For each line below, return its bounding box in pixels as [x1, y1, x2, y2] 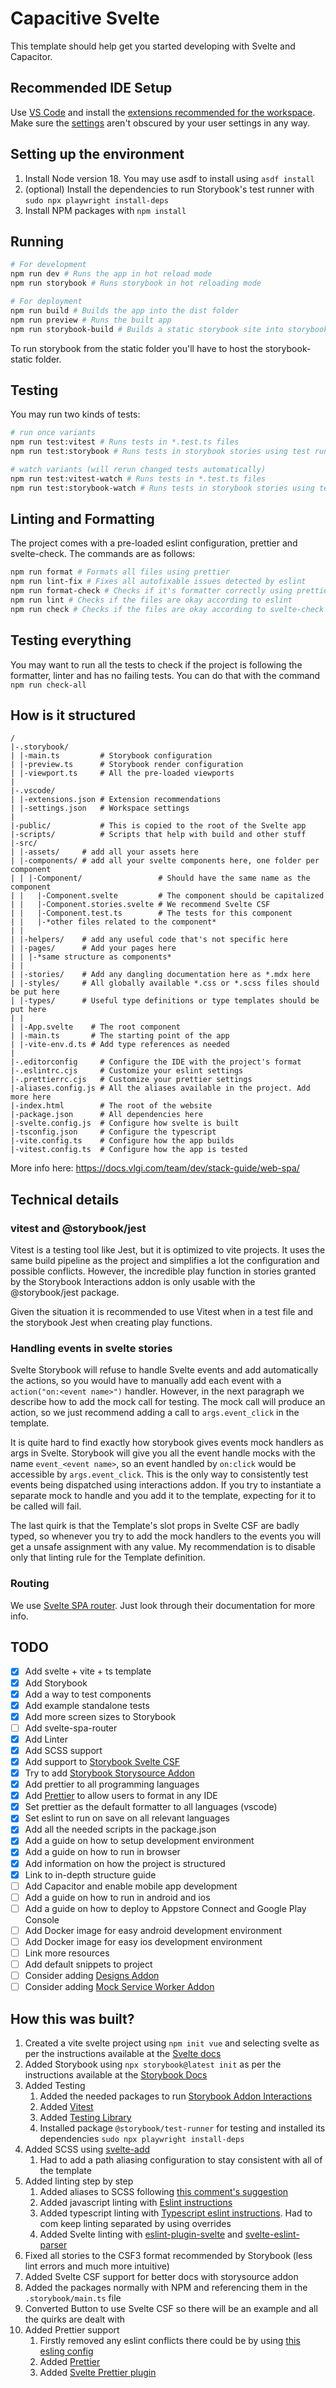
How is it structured [10, 707, 136, 724]
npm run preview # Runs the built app [10, 315, 172, 325]
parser [39, 2239, 68, 2251]
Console [24, 1913, 60, 1926]
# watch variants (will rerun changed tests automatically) [10, 464, 267, 474]
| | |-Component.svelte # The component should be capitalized [10, 891, 325, 901]
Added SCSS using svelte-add [24, 2143, 151, 2156]
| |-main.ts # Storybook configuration [10, 751, 213, 761]
